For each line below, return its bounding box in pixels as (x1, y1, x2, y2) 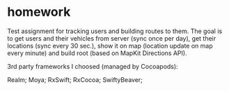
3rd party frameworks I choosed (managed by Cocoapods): (7, 62, 179, 70)
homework (7, 4, 71, 20)
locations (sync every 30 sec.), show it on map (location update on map (7, 41, 214, 50)
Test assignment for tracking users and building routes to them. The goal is (7, 27, 223, 35)
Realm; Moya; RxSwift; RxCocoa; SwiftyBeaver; (7, 75, 143, 83)
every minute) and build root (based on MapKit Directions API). (7, 49, 187, 57)
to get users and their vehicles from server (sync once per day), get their (7, 34, 216, 42)
